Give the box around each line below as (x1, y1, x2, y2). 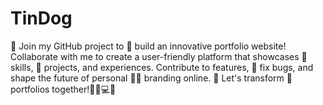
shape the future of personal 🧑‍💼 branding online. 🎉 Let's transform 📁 (10, 72, 293, 84)
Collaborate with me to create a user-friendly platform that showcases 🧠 (10, 50, 308, 62)
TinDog (10, 7, 73, 30)
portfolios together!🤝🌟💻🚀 (10, 83, 117, 95)
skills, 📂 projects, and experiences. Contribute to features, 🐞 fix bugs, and (10, 61, 314, 73)
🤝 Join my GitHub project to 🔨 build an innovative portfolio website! (10, 40, 287, 52)
